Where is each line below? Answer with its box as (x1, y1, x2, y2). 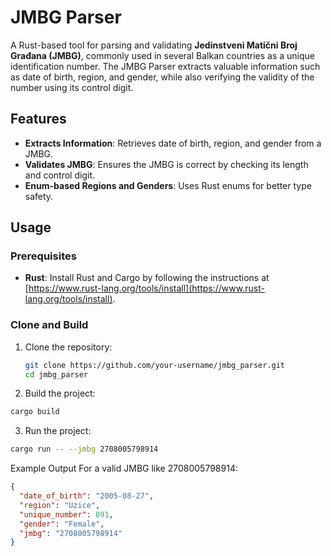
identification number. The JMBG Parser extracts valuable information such (10, 60, 321, 72)
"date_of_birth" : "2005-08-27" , (19, 491, 155, 501)
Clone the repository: (24, 341, 113, 353)
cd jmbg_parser (24, 369, 89, 380)
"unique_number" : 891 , (19, 509, 114, 520)
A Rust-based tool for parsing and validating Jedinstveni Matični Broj (10, 39, 298, 51)
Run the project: (24, 425, 92, 437)
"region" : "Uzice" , (19, 500, 101, 510)
